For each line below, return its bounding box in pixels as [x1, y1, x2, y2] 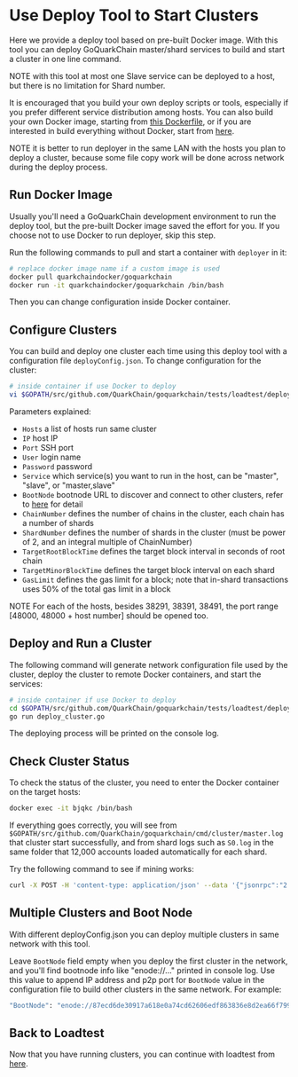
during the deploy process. [9, 161, 108, 172]
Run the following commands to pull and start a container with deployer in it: [9, 247, 287, 257]
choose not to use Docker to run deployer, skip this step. [9, 230, 216, 240]
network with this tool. [9, 938, 90, 949]
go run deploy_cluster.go [9, 711, 105, 721]
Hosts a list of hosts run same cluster [21, 423, 157, 434]
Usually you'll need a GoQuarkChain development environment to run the [9, 210, 277, 222]
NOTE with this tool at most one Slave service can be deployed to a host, [9, 70, 276, 81]
